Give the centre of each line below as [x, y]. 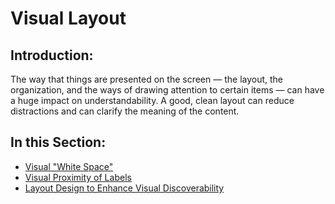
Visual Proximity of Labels [78, 177]
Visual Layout [68, 18]
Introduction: [52, 55]
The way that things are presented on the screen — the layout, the [147, 79]
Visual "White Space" [69, 166]
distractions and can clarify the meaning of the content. [125, 111]
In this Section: [58, 142]
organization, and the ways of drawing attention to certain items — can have [167, 90]
